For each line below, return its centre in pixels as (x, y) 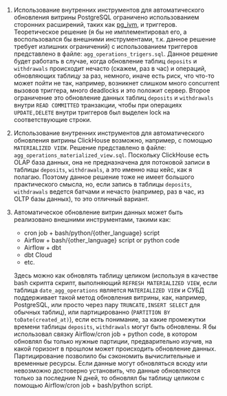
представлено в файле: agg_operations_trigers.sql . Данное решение (116, 54)
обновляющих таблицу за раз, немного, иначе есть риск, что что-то (114, 76)
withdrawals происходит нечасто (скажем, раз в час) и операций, (110, 69)
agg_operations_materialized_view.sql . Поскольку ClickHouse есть (111, 155)
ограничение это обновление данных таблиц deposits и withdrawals (113, 98)
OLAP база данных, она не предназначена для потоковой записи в (112, 162)
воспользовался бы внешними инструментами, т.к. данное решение (115, 39)
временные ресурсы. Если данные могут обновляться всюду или (110, 363)
